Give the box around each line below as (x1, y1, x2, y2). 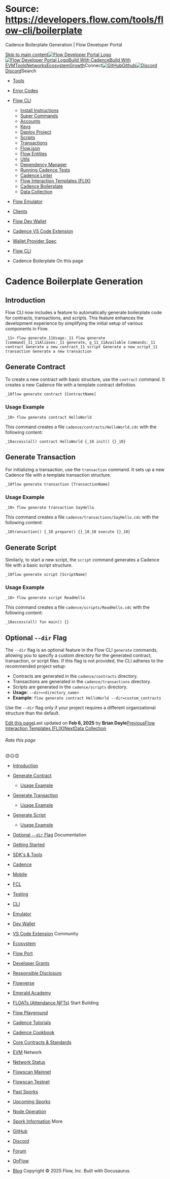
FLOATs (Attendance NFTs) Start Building (12, 1000, 99, 1006)
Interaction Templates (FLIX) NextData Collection (5, 725, 107, 732)
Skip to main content (5, 52, 49, 58)
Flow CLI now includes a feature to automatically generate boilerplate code (5, 309, 162, 315)
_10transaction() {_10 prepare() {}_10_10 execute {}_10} (5, 529, 130, 534)
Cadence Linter (20, 172, 53, 178)
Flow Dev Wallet (12, 218, 47, 224)
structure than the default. (5, 710, 60, 716)
